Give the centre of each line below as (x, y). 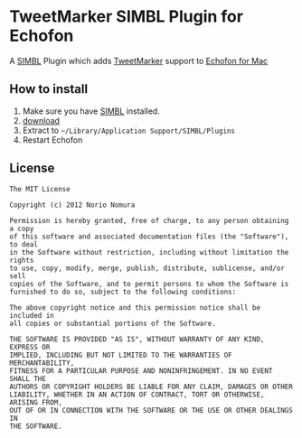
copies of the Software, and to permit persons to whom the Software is (149, 284)
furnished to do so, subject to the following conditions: (123, 292)
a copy (22, 228)
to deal (24, 244)
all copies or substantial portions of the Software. (113, 323)
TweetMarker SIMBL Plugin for (127, 17)
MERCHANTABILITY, (42, 363)
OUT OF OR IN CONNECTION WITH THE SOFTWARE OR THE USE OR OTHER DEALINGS (151, 410)
